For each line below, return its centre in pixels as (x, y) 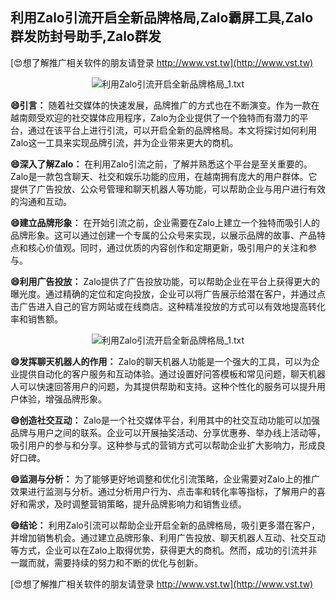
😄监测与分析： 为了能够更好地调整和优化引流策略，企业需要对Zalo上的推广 (165, 479)
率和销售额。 (36, 319)
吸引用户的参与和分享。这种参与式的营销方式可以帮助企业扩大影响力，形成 (163, 445)
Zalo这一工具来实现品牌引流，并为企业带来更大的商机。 (124, 142)
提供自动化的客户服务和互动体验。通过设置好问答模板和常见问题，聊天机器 (172, 374)
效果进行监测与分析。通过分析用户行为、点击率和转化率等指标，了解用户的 (163, 491)
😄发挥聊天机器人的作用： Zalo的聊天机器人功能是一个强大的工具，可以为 (161, 361)
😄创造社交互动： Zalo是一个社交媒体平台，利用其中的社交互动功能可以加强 (165, 420)
